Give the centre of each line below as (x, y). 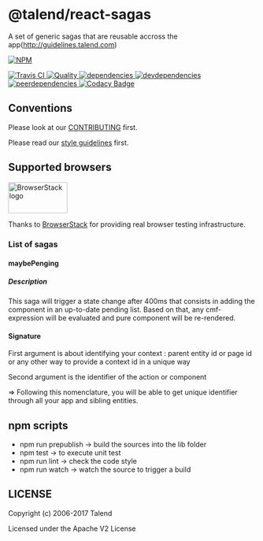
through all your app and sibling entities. (73, 401)
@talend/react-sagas (80, 15)
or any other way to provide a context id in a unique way (99, 362)
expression (26, 318)
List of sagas (33, 244)
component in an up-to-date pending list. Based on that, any (106, 309)
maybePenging (33, 263)
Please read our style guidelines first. (69, 143)
